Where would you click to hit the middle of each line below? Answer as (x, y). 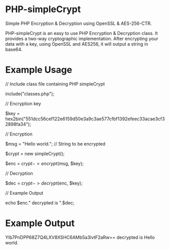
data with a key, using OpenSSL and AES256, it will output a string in (77, 44)
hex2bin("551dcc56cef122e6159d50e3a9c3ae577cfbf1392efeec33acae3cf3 (85, 119)
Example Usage (39, 70)
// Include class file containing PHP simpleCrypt (55, 84)
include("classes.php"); (30, 94)
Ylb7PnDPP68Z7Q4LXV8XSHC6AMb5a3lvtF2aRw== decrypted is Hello (80, 237)
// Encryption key (23, 103)
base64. (14, 49)
